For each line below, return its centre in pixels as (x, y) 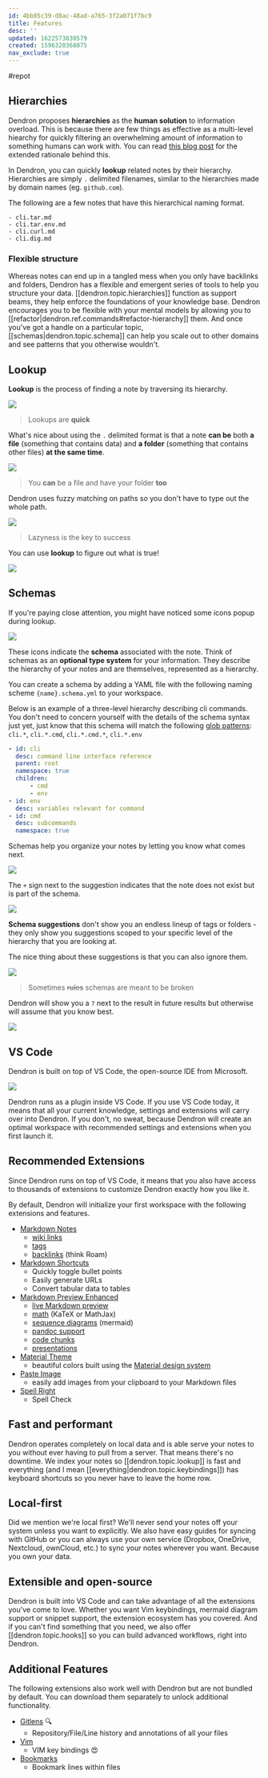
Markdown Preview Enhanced (69, 1296)
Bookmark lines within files (76, 1768)
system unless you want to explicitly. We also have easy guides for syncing (132, 1531)
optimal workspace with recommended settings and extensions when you (130, 1128)
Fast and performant (61, 1424)
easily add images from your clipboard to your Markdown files (134, 1382)
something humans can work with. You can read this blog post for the (123, 146)
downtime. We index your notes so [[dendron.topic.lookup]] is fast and (125, 1461)
